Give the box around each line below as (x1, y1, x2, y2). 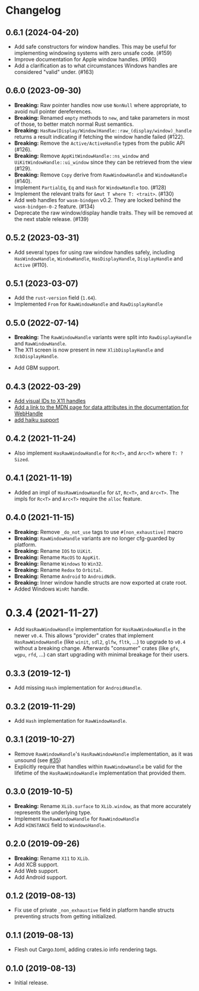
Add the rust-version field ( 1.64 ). (14, 294, 97, 302)
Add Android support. (14, 874, 68, 881)
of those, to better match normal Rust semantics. (14, 120, 134, 128)
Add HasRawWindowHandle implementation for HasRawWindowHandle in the (14, 626, 186, 633)
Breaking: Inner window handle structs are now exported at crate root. (14, 579, 188, 586)
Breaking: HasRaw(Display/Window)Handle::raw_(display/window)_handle (14, 126, 192, 134)
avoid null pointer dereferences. (14, 108, 93, 115)
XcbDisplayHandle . (14, 353, 59, 360)
